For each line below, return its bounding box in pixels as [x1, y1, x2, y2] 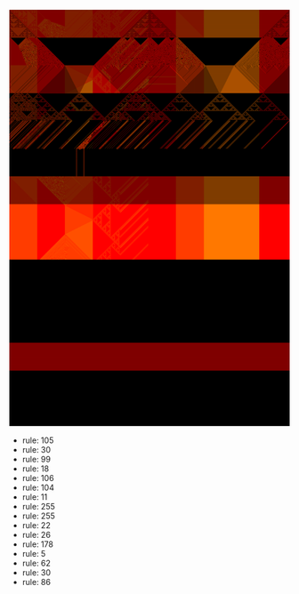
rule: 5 [21, 549, 46, 559]
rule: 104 [21, 482, 55, 494]
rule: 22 [21, 520, 51, 531]
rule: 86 [21, 577, 52, 588]
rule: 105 [21, 435, 54, 445]
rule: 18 [21, 463, 50, 474]
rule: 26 [21, 530, 52, 541]
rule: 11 [21, 492, 48, 502]
